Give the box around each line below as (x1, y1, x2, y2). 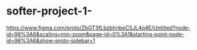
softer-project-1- (6, 4, 92, 18)
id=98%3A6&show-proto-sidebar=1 (6, 37, 95, 44)
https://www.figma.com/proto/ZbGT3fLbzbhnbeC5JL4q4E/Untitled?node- (6, 24, 191, 31)
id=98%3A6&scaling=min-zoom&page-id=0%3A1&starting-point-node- (6, 30, 185, 37)
